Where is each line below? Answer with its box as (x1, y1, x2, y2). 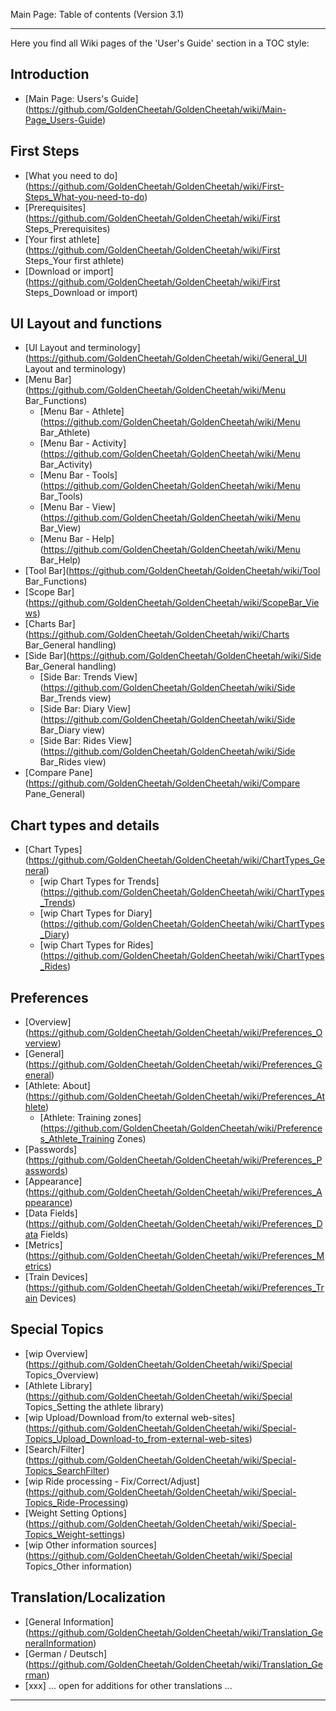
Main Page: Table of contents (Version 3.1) (10, 9, 185, 20)
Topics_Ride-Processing (24, 1496, 126, 1508)
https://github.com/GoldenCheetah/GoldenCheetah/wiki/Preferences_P (28, 1154, 323, 1166)
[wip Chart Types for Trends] (39, 875, 160, 888)
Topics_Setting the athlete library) (24, 1400, 165, 1413)
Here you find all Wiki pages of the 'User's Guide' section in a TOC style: (10, 37, 310, 49)
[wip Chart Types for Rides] (39, 939, 154, 951)
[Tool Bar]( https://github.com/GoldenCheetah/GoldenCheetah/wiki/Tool (24, 565, 321, 577)
